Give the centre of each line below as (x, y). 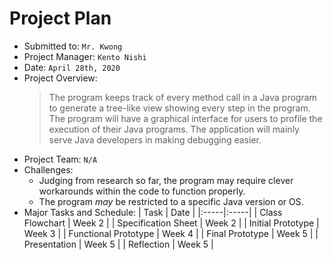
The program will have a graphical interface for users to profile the (185, 118)
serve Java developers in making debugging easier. (155, 139)
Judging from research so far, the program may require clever (166, 180)
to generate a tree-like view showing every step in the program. (179, 108)
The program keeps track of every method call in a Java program (182, 97)
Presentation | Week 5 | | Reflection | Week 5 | (118, 244)
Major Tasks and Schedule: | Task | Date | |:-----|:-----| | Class (153, 212)
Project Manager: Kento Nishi (85, 56)
